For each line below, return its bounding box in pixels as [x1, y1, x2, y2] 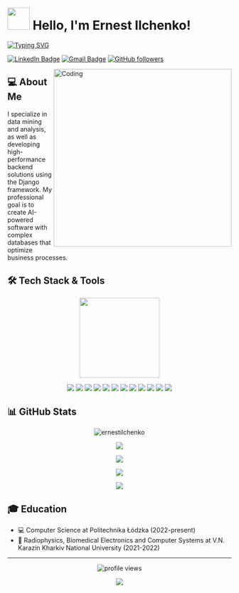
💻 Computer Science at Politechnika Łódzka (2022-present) [17, 526, 196, 535]
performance [7, 155, 46, 164]
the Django [7, 178, 40, 186]
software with [7, 223, 48, 231]
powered [7, 215, 33, 224]
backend [7, 162, 33, 171]
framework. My [7, 185, 52, 193]
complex [7, 230, 33, 239]
